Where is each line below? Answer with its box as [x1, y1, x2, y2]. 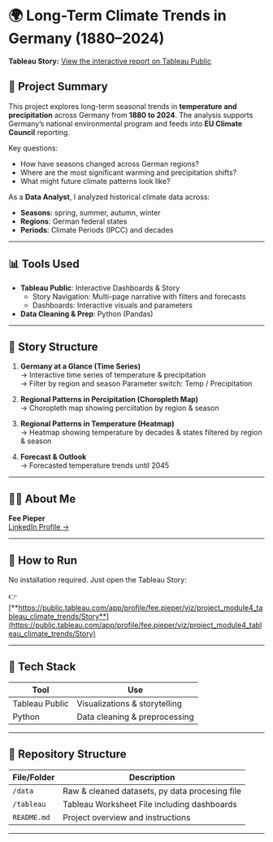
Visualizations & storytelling [76, 697, 183, 709]
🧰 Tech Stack [8, 660, 76, 674]
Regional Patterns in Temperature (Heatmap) [19, 419, 175, 429]
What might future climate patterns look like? [19, 176, 171, 185]
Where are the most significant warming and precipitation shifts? [19, 168, 237, 177]
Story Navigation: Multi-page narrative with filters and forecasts [32, 291, 246, 301]
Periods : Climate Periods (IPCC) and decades [19, 225, 174, 234]
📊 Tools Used [8, 257, 80, 271]
